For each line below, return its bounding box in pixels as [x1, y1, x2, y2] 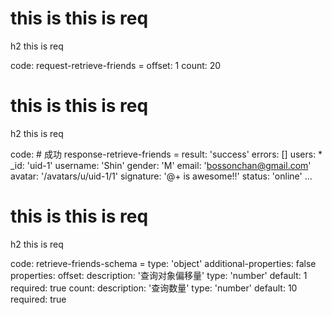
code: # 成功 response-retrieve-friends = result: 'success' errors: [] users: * [10, 148, 323, 160]
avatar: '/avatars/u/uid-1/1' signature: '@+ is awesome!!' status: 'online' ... [10, 170, 313, 182]
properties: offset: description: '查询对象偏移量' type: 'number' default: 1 [10, 269, 308, 281]
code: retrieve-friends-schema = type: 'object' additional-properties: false [10, 257, 317, 269]
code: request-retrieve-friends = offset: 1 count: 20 [10, 59, 222, 71]
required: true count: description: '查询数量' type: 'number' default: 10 [10, 282, 298, 294]
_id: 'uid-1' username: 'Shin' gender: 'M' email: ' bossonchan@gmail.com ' [10, 159, 312, 171]
